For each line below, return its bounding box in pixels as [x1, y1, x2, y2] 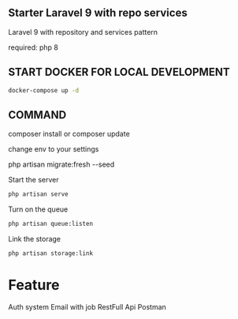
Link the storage [8, 235, 61, 244]
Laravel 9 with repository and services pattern [8, 27, 158, 36]
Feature [8, 276, 60, 295]
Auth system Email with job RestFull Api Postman [8, 302, 167, 311]
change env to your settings [8, 144, 99, 154]
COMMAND [8, 108, 67, 122]
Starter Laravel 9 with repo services [8, 6, 188, 20]
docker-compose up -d [8, 86, 80, 94]
